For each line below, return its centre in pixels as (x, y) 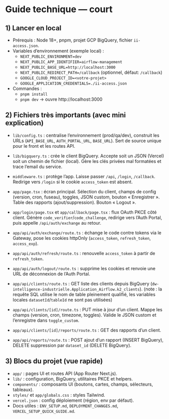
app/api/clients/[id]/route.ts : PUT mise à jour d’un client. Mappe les (88, 309)
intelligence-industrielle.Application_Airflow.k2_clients (76, 289)
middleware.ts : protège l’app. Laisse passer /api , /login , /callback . (84, 176)
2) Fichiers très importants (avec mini (66, 115)
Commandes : (27, 89)
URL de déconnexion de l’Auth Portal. (51, 274)
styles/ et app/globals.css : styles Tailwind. (59, 395)
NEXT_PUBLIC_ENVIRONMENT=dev (51, 57)
